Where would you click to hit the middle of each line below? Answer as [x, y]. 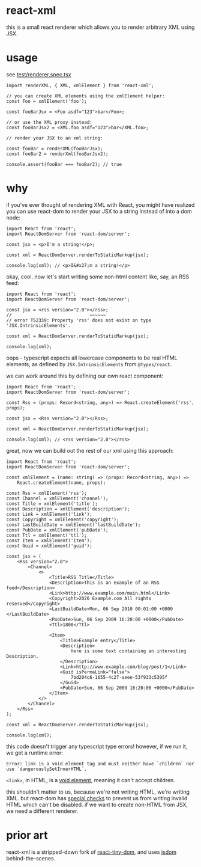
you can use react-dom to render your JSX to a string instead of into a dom [99, 211]
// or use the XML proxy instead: [49, 122]
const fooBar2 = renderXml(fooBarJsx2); [58, 154]
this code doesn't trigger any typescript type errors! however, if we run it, [97, 746]
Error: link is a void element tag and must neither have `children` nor [100, 764]
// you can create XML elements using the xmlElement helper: [85, 96]
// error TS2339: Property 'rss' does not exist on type [79, 320]
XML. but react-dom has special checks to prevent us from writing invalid [97, 798]
